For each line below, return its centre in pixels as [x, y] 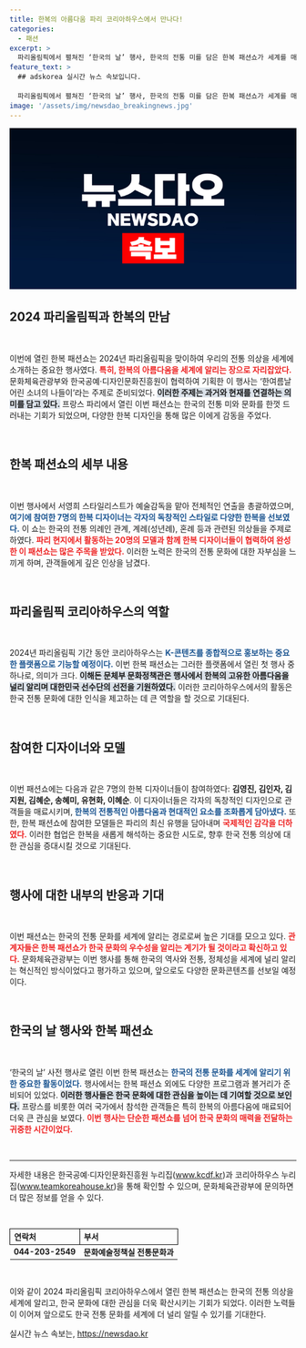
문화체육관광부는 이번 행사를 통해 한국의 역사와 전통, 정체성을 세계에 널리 [150, 959]
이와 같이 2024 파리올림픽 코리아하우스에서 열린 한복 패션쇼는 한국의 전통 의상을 [152, 1292]
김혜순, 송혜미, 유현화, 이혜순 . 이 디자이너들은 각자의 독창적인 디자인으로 [156, 801]
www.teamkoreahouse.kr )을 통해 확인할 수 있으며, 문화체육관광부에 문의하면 [157, 1186]
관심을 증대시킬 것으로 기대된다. [75, 846]
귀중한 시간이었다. [41, 1128]
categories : [32, 29]
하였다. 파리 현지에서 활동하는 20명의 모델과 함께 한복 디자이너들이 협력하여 [142, 540]
